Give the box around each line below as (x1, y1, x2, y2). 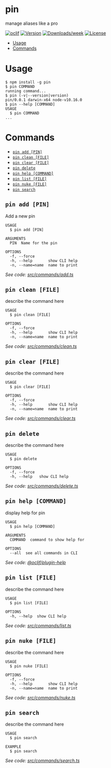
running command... (5, 88, 46, 94)
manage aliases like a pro (5, 20, 58, 26)
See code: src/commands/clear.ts (5, 416, 76, 422)
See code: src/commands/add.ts (5, 272, 74, 278)
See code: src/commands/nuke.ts (5, 694, 76, 701)
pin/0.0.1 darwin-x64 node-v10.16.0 (5, 97, 82, 102)
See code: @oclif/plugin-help (5, 559, 66, 565)
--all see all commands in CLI (10, 550, 78, 556)
